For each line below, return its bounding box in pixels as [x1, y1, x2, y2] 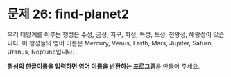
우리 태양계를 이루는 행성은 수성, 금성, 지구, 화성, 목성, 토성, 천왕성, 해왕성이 [7, 30, 212, 38]
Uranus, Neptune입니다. [7, 47, 75, 56]
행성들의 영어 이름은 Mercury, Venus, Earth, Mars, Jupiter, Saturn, [28, 38, 214, 47]
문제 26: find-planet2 [7, 6, 130, 22]
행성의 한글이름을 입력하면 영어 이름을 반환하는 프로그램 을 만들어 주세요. [7, 62, 200, 70]
